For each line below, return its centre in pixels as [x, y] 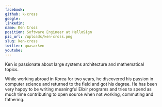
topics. [12, 69]
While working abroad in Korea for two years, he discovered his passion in [79, 79]
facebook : [15, 9]
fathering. [15, 99]
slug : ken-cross [21, 41]
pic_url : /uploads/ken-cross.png [39, 37]
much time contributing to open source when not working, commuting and [79, 94]
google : [13, 18]
